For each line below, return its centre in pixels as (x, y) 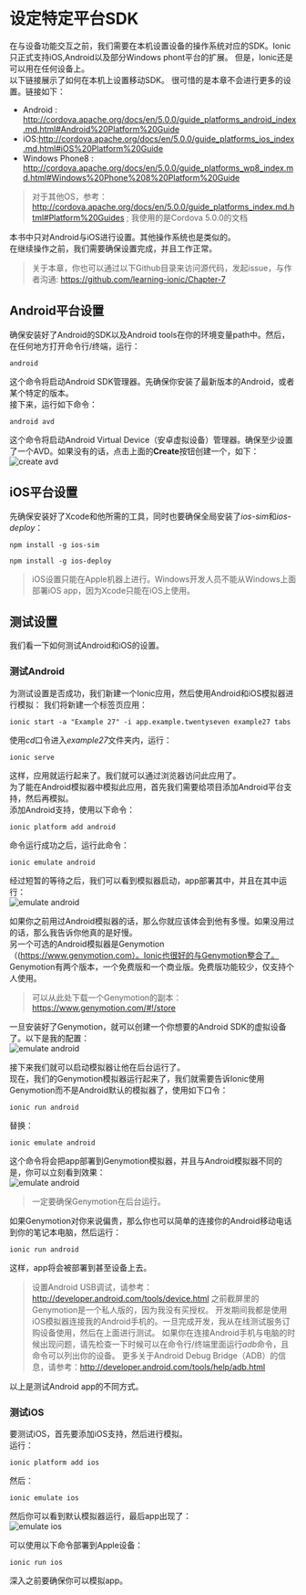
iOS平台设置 (44, 493)
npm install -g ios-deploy (61, 561)
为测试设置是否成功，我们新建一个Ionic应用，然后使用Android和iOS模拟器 (148, 693)
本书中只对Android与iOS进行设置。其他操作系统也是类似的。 (122, 237)
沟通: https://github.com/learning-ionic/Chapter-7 (133, 279)
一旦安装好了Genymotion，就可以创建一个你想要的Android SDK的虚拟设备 (148, 1026)
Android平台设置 (57, 311)
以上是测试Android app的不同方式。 (76, 1386)
